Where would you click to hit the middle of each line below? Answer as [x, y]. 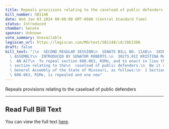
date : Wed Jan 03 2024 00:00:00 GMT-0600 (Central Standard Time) [76, 19]
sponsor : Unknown [23, 33]
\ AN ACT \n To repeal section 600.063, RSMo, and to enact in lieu [84, 61]
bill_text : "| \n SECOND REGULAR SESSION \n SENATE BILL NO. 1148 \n [78, 51]
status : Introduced [26, 24]
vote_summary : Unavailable [33, 38]
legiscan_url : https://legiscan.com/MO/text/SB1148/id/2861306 [73, 42]
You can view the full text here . [37, 121]
